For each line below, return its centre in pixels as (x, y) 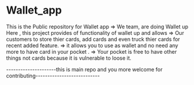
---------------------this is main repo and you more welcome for (84, 69)
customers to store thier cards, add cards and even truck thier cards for (93, 39)
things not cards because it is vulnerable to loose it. (69, 58)
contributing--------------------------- (53, 76)
